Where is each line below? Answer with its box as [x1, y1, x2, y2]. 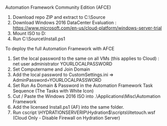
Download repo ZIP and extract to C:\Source [12, 14, 106, 20]
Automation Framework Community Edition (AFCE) [5, 5, 111, 10]
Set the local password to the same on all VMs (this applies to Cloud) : [12, 55, 159, 61]
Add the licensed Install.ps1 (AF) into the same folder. [12, 104, 124, 110]
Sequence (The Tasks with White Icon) [12, 88, 94, 93]
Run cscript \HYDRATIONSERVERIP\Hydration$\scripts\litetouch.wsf [12, 109, 156, 115]
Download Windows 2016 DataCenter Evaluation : [12, 20, 117, 25]
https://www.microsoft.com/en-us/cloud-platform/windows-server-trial [12, 25, 162, 31]
